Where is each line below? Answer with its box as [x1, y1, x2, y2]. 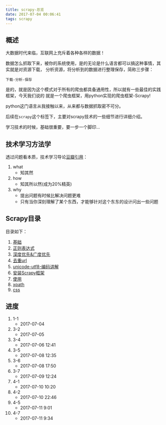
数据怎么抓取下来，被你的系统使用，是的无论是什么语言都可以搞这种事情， [5, 60, 157, 67]
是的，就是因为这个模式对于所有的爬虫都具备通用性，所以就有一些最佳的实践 [5, 87, 161, 93]
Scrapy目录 [5, 214, 41, 223]
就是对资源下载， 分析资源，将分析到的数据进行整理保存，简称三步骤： [9, 67, 154, 72]
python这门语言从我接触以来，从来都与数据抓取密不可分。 [5, 103, 124, 109]
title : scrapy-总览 [5, 7, 44, 12]
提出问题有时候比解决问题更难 [20, 193, 81, 198]
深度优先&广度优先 [12, 251, 51, 257]
